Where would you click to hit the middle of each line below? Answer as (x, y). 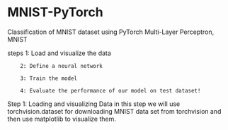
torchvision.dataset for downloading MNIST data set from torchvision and (114, 111)
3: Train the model (49, 78)
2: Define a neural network (61, 66)
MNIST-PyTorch (56, 12)
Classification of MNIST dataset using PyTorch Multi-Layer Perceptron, (111, 32)
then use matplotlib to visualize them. (62, 119)
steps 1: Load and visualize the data (59, 53)
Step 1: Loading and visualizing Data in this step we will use (94, 104)
